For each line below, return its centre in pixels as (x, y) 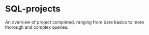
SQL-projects (33, 9)
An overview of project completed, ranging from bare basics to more (74, 22)
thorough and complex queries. (37, 27)
